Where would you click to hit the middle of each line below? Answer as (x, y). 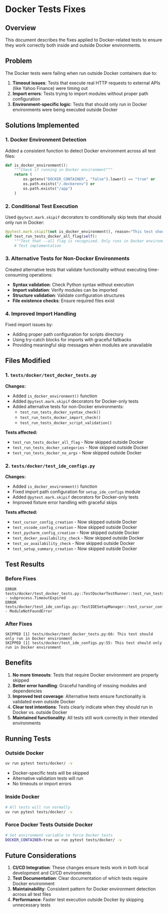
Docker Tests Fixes (45, 9)
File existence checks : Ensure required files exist (63, 301)
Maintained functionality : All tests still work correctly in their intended (85, 717)
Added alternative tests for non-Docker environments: (68, 406)
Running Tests (28, 739)
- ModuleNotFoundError (29, 611)
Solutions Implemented (42, 125)
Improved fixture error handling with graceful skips (65, 502)
